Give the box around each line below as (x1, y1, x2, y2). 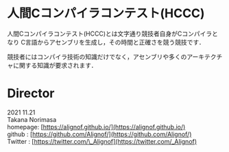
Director (7, 86, 55, 101)
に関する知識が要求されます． (12, 61, 97, 69)
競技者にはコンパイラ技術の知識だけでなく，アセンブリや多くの (7, 52, 187, 61)
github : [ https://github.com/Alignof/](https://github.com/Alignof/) (7, 130, 192, 138)
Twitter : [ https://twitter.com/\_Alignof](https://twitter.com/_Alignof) (7, 137, 197, 145)
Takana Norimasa (7, 115, 57, 123)
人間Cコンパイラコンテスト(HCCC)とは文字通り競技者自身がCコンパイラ (7, 29, 213, 38)
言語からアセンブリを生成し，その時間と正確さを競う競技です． (25, 38, 205, 46)
